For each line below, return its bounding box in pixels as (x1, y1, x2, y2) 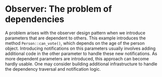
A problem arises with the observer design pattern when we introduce (5, 30, 145, 36)
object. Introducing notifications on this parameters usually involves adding (5, 45, 156, 51)
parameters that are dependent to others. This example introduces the (5, 35, 146, 41)
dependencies (5, 14, 65, 25)
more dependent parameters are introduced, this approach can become (5, 56, 149, 61)
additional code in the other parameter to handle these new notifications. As (5, 50, 157, 57)
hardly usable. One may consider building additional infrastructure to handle (5, 61, 158, 67)
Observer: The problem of (5, 3, 112, 15)
